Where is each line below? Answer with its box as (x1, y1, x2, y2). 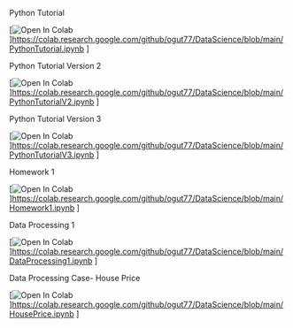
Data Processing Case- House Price (9, 273, 141, 283)
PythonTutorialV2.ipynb (9, 96, 95, 107)
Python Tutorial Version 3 (9, 114, 102, 124)
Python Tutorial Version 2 (9, 61, 102, 71)
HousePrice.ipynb (9, 309, 74, 319)
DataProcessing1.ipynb (9, 256, 93, 266)
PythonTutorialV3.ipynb (9, 149, 95, 160)
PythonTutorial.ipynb (9, 43, 85, 54)
